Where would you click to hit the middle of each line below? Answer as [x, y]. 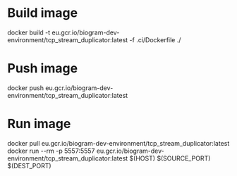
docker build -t [29, 32]
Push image [43, 69]
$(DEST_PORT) [29, 165]
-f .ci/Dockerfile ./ [155, 39]
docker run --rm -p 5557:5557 [51, 151]
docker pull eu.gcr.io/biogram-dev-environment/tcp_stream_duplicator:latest [119, 143]
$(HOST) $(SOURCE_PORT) [170, 158]
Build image [43, 13]
